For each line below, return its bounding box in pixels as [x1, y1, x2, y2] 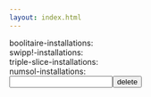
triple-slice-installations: [9, 56, 98, 67]
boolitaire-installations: [9, 37, 94, 48]
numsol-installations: [9, 66, 87, 77]
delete [117, 77, 138, 86]
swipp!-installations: [9, 46, 84, 58]
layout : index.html [9, 12, 82, 22]
